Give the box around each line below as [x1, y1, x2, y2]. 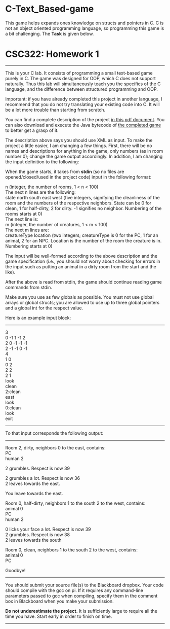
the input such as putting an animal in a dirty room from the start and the [5, 263, 157, 269]
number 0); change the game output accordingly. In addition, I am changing [5, 153, 163, 159]
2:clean [5, 389, 21, 395]
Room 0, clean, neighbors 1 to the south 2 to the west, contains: [5, 546, 138, 553]
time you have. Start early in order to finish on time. [5, 613, 112, 619]
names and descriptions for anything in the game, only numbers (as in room [5, 148, 163, 154]
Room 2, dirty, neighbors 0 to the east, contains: [5, 444, 106, 450]
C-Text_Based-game [5, 3, 94, 15]
